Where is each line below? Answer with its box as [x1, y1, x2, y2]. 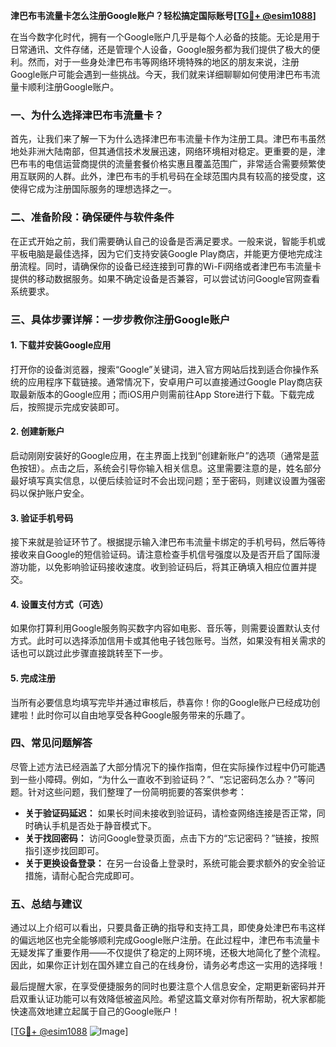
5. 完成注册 [10, 672, 56, 684]
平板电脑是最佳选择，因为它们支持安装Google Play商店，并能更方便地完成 [10, 247, 315, 259]
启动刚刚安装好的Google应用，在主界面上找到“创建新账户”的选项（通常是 [10, 449, 311, 461]
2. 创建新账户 [10, 425, 65, 438]
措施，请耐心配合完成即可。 [24, 869, 140, 881]
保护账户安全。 [27, 487, 90, 499]
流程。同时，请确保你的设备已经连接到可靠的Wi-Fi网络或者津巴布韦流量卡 [18, 260, 322, 272]
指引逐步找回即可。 [24, 844, 105, 856]
